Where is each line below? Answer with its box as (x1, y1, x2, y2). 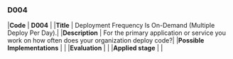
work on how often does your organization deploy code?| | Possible (7, 36, 205, 45)
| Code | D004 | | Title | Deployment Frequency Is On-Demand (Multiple (7, 21, 215, 30)
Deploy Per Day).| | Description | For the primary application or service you (7, 28, 226, 37)
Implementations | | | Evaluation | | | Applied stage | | (7, 44, 163, 53)
